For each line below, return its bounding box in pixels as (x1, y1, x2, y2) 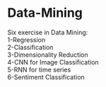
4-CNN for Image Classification (7, 58, 99, 66)
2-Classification (7, 43, 54, 51)
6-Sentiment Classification (7, 72, 85, 81)
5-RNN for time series (7, 65, 71, 74)
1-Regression (7, 35, 46, 43)
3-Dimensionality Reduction (7, 51, 88, 59)
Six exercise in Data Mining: (7, 28, 88, 36)
